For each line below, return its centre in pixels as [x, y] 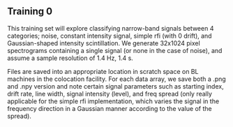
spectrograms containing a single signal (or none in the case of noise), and [115, 50]
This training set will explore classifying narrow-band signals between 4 [111, 28]
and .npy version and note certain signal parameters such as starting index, [116, 86]
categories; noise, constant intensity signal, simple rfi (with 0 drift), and [110, 36]
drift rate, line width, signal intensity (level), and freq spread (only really [110, 94]
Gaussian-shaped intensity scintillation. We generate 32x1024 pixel [104, 43]
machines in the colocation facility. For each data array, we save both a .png [117, 79]
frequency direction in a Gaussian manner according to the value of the [110, 108]
